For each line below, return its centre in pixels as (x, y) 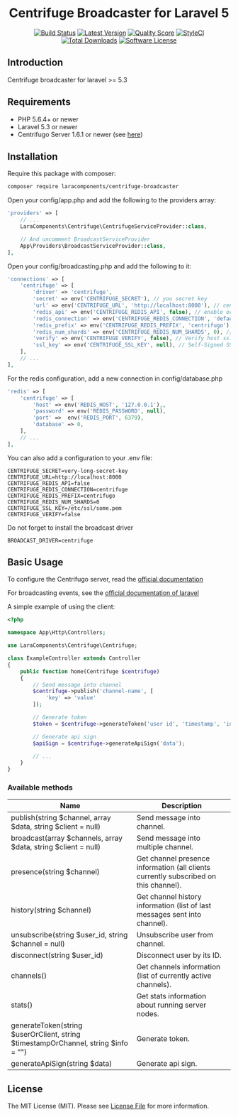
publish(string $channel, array (61, 818)
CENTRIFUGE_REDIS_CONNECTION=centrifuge (68, 489)
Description (182, 806)
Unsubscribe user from (175, 935)
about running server (171, 1005)
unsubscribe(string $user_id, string (69, 935)
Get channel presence (173, 859)
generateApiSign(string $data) (62, 1064)
